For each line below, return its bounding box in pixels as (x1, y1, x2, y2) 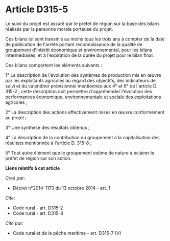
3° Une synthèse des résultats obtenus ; (5, 124, 90, 130)
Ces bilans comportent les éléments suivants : (5, 62, 102, 68)
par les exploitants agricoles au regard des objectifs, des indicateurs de (5, 77, 156, 83)
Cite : (5, 194, 15, 201)
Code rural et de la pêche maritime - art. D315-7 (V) (12, 230, 122, 236)
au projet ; (5, 114, 27, 121)
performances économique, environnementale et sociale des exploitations (5, 94, 161, 100)
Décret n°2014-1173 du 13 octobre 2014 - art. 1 (12, 185, 111, 191)
